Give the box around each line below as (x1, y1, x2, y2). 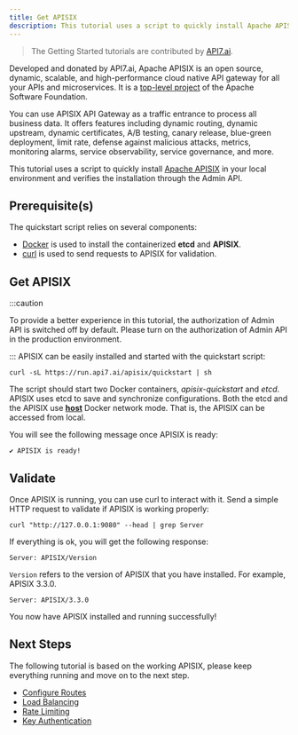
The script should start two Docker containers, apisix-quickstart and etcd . (9, 383, 280, 395)
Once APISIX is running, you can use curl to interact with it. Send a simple (9, 494, 279, 504)
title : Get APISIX (9, 12, 77, 22)
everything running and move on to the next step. (9, 669, 190, 680)
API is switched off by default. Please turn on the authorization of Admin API (9, 325, 288, 336)
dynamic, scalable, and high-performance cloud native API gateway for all (9, 72, 280, 83)
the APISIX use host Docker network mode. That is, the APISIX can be (9, 403, 266, 414)
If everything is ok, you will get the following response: (9, 536, 209, 547)
